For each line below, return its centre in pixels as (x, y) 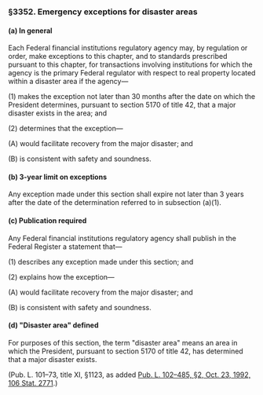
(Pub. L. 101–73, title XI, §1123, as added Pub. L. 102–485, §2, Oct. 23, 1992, (130, 375)
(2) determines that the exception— (66, 129)
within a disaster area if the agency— (68, 82)
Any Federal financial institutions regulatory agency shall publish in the (122, 238)
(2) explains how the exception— (62, 276)
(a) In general (30, 31)
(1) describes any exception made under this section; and (101, 262)
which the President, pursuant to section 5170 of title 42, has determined (126, 351)
